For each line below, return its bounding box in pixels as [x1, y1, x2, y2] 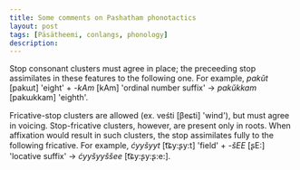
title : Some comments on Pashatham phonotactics [9, 13, 197, 23]
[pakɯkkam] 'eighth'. [9, 92, 89, 103]
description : [9, 38, 59, 48]
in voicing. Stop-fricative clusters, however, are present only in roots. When [9, 120, 292, 131]
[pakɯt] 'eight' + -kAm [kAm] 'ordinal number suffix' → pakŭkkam [9, 82, 256, 93]
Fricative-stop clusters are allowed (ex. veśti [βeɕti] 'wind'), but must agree [9, 110, 290, 121]
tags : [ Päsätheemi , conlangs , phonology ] [9, 30, 169, 39]
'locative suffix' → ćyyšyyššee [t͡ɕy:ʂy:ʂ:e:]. [9, 151, 171, 162]
